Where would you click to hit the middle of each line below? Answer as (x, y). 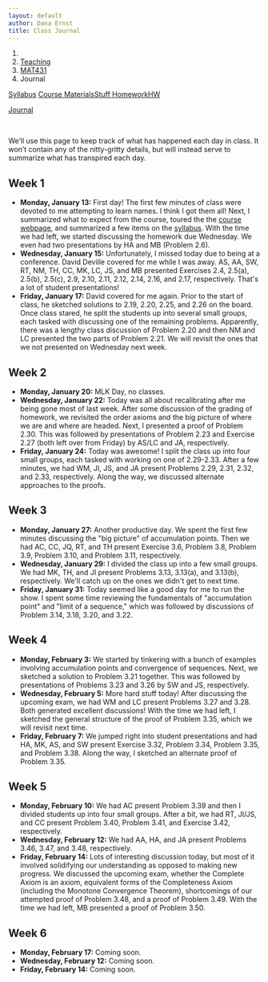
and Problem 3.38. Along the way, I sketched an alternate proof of (128, 753)
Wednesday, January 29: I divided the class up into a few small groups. (139, 563)
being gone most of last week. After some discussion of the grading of (136, 408)
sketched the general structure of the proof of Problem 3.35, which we (136, 718)
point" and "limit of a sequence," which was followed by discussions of (137, 606)
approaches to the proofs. (63, 485)
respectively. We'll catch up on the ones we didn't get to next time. (130, 581)
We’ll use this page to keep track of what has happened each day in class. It (134, 141)
